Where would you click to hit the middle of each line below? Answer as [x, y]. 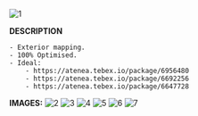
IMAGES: [26, 103]
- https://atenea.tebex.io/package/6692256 [107, 79]
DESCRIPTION [36, 31]
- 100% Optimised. [43, 55]
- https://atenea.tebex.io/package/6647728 [107, 87]
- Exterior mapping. [48, 47]
